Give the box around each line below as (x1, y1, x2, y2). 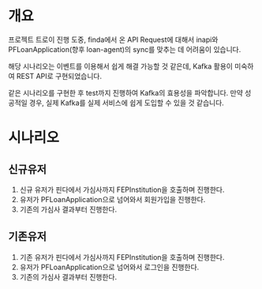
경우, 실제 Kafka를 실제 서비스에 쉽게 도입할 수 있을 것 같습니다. (28, 98, 225, 107)
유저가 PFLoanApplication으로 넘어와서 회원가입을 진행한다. (19, 194, 206, 204)
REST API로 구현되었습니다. (16, 71, 103, 81)
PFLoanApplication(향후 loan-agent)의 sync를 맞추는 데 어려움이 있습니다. (8, 44, 241, 54)
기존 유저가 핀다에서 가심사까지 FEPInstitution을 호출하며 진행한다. (19, 252, 225, 261)
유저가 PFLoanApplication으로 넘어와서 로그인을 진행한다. (19, 262, 200, 272)
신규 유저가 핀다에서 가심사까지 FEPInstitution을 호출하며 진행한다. (19, 185, 225, 194)
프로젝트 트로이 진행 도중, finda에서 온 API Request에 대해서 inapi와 (8, 35, 219, 44)
